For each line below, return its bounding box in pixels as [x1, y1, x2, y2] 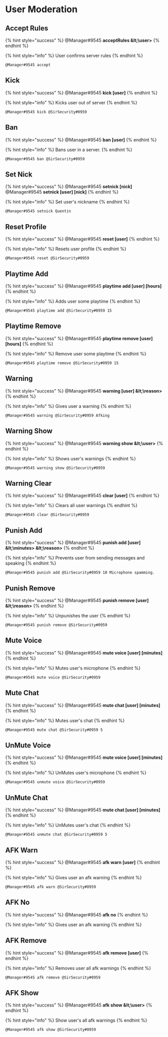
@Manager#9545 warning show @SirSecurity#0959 [5, 465, 105, 470]
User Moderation [5, 4, 78, 15]
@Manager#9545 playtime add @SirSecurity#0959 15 [5, 308, 112, 313]
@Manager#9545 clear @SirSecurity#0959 [5, 512, 90, 517]
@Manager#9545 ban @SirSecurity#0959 [5, 156, 85, 161]
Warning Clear [5, 479, 52, 488]
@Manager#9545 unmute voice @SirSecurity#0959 [5, 780, 105, 785]
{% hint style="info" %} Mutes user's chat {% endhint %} [5, 717, 125, 723]
